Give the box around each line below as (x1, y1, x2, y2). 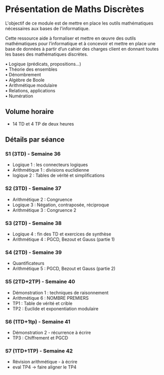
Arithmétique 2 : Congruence (12, 196, 72, 202)
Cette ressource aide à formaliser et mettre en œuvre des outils (5, 35, 136, 41)
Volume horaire (5, 107, 54, 116)
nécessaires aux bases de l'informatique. (5, 25, 90, 31)
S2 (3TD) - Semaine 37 (5, 185, 61, 192)
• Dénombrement (5, 71, 41, 77)
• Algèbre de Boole (5, 77, 45, 83)
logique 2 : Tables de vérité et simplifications (12, 172, 105, 179)
